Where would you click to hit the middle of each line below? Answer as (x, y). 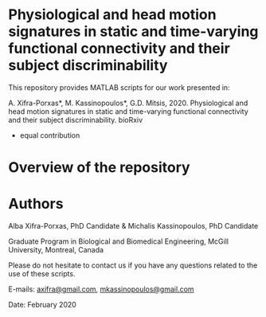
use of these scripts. (42, 274)
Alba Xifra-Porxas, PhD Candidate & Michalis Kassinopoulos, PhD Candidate (133, 226)
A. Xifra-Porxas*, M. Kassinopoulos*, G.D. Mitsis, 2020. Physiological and (128, 103)
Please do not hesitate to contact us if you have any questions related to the (133, 265)
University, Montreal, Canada (56, 250)
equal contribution (50, 135)
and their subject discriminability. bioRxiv (76, 119)
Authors (36, 204)
